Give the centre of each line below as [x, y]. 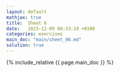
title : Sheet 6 [26, 23]
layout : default [26, 12]
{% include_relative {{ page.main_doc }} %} [60, 62]
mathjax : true [24, 17]
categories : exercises [34, 34]
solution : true [25, 46]
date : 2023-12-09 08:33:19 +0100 [51, 28]
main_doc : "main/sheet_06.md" [44, 40]
